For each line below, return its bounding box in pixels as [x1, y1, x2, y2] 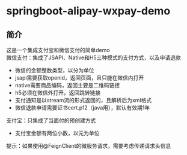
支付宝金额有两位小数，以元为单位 [14, 130, 100, 136]
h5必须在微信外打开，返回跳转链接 [14, 89, 101, 96]
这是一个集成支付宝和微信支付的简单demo [6, 47, 110, 53]
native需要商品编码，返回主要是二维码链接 [14, 82, 120, 89]
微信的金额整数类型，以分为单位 [14, 67, 94, 74]
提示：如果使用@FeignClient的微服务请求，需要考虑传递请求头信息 [6, 142, 171, 149]
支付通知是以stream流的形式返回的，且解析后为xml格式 [14, 97, 152, 104]
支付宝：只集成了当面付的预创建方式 [6, 117, 96, 124]
